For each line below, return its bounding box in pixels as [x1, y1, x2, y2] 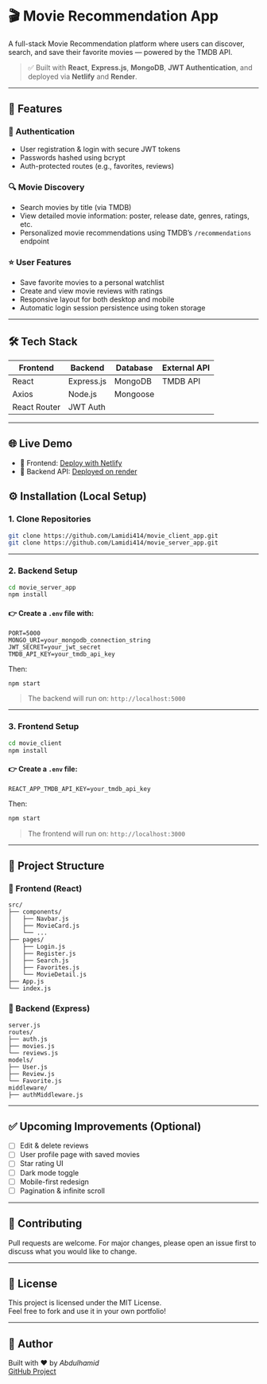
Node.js [68, 388, 98, 400]
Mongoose [114, 388, 155, 400]
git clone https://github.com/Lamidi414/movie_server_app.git [8, 539, 219, 547]
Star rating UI [19, 1159, 64, 1168]
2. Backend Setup [8, 565, 78, 576]
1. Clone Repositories [8, 513, 91, 524]
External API [161, 362, 211, 373]
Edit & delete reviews [19, 1140, 89, 1151]
